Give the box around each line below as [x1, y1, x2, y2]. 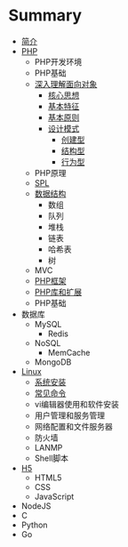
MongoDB [34, 357, 72, 367]
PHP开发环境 [34, 56, 82, 67]
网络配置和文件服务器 [34, 421, 113, 431]
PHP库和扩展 [34, 286, 82, 297]
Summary [8, 5, 82, 26]
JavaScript [34, 491, 75, 502]
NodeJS [20, 500, 52, 511]
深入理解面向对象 [34, 78, 98, 89]
